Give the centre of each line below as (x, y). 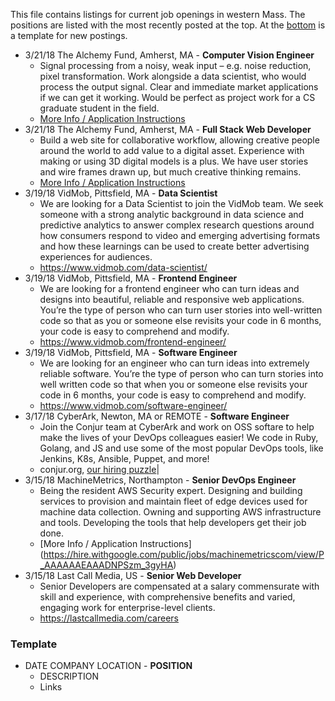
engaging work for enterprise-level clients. (127, 607)
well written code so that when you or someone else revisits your (173, 384)
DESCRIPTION (69, 676)
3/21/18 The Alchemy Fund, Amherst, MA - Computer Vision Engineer (169, 55)
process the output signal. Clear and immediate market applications (179, 87)
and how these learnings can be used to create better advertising (174, 246)
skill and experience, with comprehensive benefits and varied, (167, 597)
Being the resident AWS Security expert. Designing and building (171, 490)
